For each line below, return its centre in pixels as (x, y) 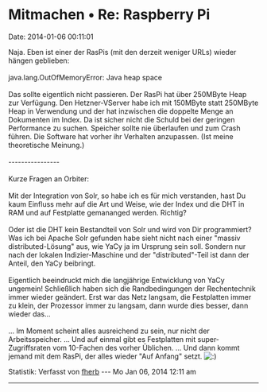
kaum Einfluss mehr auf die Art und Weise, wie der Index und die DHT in (126, 204)
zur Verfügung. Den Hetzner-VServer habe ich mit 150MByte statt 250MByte (133, 103)
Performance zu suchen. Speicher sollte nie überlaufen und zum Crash (124, 128)
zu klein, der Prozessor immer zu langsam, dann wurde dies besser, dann (128, 305)
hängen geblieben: (39, 60)
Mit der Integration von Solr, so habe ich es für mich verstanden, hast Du (127, 196)
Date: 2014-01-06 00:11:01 (51, 37)
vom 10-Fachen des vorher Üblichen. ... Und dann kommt (146, 347)
